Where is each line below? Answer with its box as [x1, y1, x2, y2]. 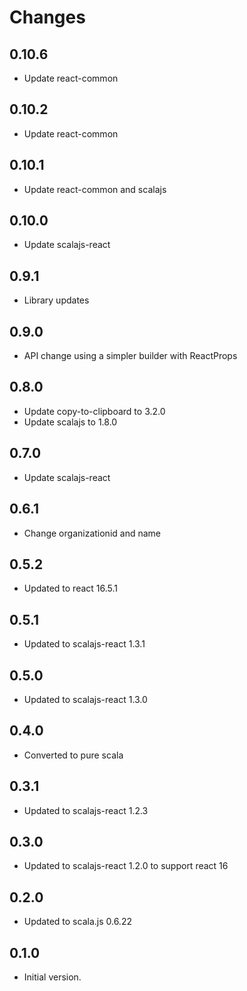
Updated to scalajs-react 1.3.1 [23, 638, 146, 650]
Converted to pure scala [23, 749, 124, 761]
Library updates [23, 294, 90, 306]
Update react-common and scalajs [23, 183, 167, 195]
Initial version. [23, 971, 82, 983]
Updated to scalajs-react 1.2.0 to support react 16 [23, 860, 229, 872]
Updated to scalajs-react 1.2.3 [23, 804, 149, 816]
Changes [9, 6, 86, 29]
